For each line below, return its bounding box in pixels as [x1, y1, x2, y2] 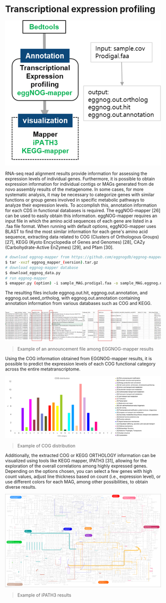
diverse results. [5, 484, 37, 490]
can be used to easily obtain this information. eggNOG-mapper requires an [5, 213, 158, 219]
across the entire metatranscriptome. [5, 366, 81, 372]
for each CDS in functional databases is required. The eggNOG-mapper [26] [5, 208, 161, 214]
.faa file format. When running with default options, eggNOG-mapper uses [5, 224, 157, 229]
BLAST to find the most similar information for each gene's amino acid [5, 228, 148, 234]
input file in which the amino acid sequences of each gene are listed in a [5, 218, 152, 224]
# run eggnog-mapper [5, 276, 48, 281]
